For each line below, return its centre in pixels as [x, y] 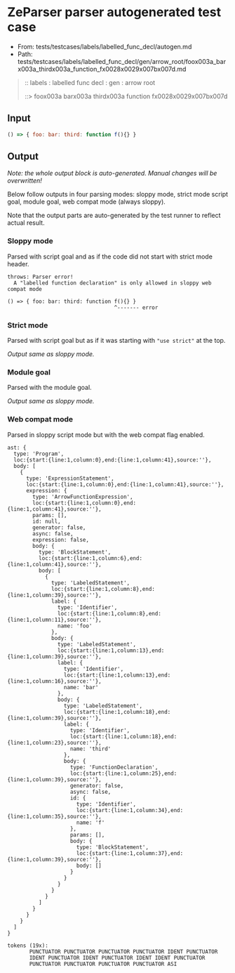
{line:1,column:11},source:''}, [54, 620]
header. [18, 263]
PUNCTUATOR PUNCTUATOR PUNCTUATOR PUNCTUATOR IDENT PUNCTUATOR [123, 952]
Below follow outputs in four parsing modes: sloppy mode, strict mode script [118, 195]
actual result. [26, 223]
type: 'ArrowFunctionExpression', [83, 497]
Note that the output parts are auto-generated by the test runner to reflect [114, 216]
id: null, [47, 521]
